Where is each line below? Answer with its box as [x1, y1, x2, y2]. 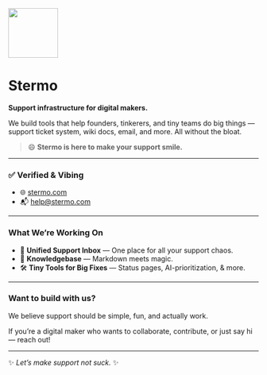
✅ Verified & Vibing [8, 169, 84, 180]
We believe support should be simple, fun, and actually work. [8, 311, 208, 320]
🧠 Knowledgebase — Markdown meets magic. [19, 253, 173, 263]
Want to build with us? [8, 293, 96, 304]
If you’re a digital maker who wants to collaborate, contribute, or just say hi [8, 326, 253, 336]
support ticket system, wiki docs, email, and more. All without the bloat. [8, 126, 242, 136]
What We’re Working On [8, 227, 103, 238]
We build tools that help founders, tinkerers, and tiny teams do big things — [8, 118, 256, 128]
